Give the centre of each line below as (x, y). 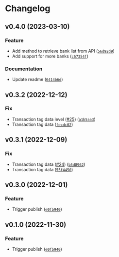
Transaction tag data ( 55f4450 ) (42, 169)
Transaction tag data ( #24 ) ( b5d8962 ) (49, 164)
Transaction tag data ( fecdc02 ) (42, 124)
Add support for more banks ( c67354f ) (50, 56)
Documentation (24, 69)
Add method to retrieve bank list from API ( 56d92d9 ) (63, 51)
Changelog (28, 9)
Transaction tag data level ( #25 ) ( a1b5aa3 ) (54, 119)
